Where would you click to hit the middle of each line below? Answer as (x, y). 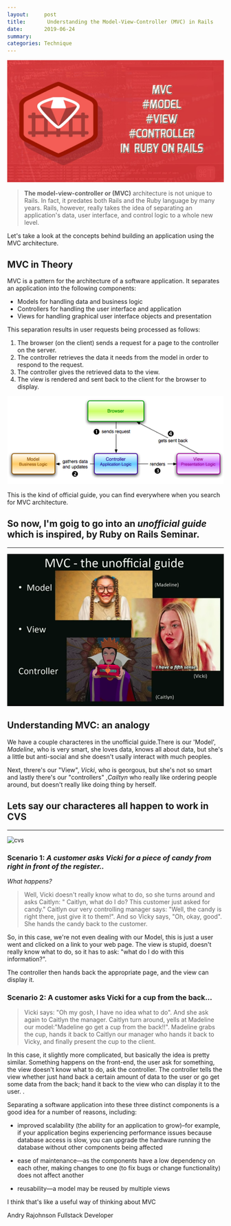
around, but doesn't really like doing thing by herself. (82, 785)
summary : (20, 36)
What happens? (30, 881)
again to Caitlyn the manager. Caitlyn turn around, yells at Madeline (119, 1020)
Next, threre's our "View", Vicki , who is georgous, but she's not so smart (110, 769)
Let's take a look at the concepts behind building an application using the (111, 236)
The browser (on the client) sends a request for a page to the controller (118, 343)
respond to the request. (51, 365)
